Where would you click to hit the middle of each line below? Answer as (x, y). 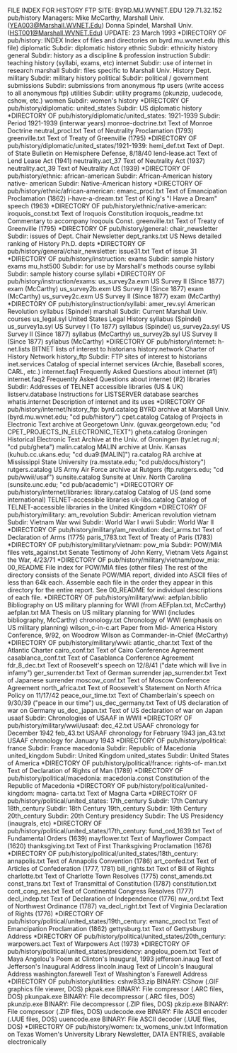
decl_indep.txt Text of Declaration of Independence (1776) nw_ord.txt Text (116, 899)
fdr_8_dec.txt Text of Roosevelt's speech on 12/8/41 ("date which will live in (117, 665)
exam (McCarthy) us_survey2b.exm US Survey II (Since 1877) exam (105, 289)
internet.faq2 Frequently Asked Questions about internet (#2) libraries (109, 379)
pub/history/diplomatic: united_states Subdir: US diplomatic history (105, 108)
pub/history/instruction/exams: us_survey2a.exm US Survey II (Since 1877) (116, 281)
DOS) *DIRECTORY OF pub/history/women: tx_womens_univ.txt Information (118, 1026)
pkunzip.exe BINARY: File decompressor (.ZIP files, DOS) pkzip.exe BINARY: (118, 1004)
